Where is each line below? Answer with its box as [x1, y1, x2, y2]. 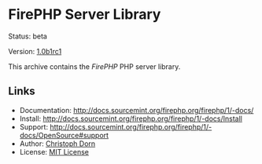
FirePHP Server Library [8, 5, 161, 24]
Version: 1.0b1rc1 [8, 46, 62, 56]
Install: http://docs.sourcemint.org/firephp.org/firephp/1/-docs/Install [19, 114, 242, 123]
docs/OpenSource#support [19, 130, 109, 140]
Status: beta [8, 31, 47, 41]
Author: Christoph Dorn [19, 139, 96, 148]
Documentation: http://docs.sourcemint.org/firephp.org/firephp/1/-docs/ [19, 105, 254, 115]
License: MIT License [19, 147, 89, 156]
